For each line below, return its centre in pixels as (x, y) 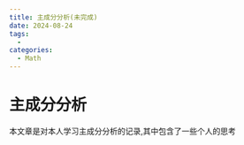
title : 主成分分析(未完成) (53, 17)
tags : (19, 34)
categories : (31, 50)
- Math (29, 58)
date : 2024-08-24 (41, 26)
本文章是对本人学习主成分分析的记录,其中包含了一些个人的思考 (123, 131)
